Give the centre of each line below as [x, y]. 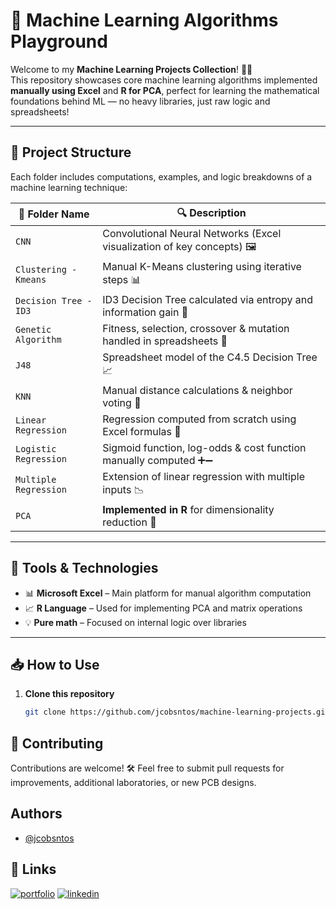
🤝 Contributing [57, 743]
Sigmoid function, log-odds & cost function [204, 447]
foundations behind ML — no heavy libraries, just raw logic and [140, 101]
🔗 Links [33, 869]
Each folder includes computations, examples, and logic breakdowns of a [161, 176]
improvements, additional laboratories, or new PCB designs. [133, 783]
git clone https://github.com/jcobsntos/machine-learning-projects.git [177, 712]
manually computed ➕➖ [157, 460]
